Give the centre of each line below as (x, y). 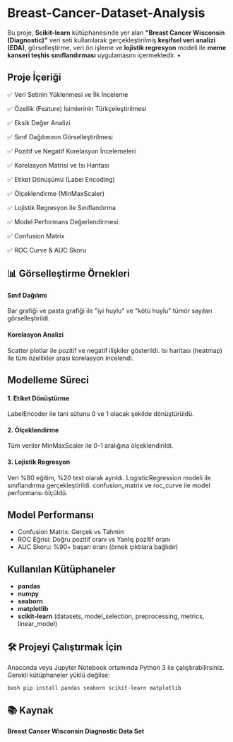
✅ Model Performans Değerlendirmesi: (64, 221)
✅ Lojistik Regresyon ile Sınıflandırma (62, 207)
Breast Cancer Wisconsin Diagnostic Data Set (76, 731)
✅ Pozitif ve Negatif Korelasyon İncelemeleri (72, 151)
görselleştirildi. (29, 318)
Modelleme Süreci (48, 380)
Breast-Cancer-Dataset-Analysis (106, 13)
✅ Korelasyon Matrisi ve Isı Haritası (58, 165)
